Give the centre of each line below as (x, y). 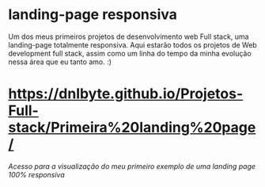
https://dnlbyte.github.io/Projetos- (126, 94)
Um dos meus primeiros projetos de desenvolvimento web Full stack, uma (129, 36)
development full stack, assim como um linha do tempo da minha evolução (130, 53)
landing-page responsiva (93, 15)
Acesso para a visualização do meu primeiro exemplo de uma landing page (132, 166)
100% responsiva (36, 174)
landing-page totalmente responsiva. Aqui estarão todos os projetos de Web (132, 44)
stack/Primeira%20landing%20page (132, 128)
